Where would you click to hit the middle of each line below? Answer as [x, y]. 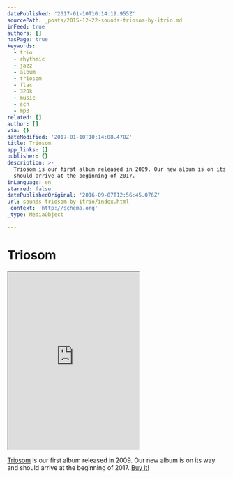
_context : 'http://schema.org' [53, 208]
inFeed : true [26, 26]
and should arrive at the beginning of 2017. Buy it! [78, 467]
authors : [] [24, 33]
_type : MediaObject [36, 215]
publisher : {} [28, 157]
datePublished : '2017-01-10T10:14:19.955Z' [72, 14]
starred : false [29, 189]
